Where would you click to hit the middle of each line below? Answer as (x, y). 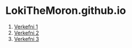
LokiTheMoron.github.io (66, 11)
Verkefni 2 (26, 32)
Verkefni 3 (26, 39)
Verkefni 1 (26, 27)
